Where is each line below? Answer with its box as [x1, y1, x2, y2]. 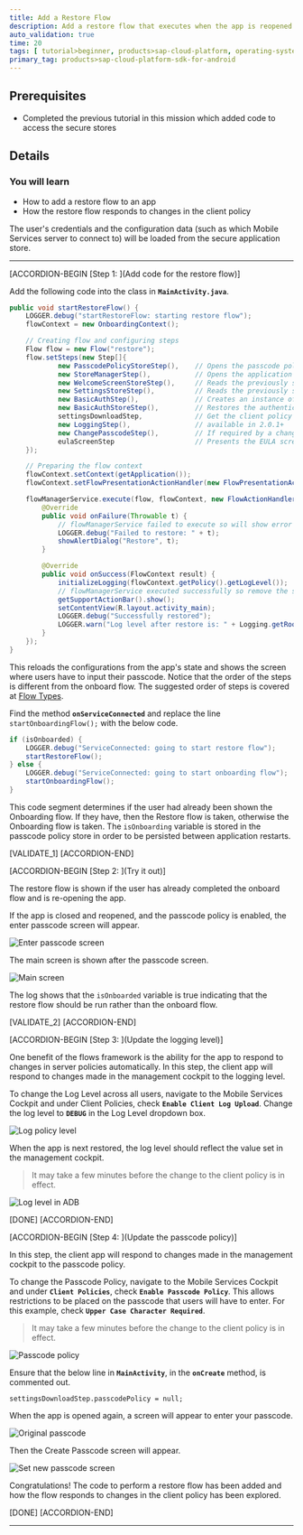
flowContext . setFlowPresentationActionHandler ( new [25, 479, 220, 488]
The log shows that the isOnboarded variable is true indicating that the [9, 990, 268, 1000]
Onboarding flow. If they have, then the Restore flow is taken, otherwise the [9, 811, 289, 822]
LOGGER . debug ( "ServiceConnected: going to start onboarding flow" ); [25, 768, 289, 777]
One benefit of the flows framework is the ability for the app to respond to [9, 1051, 284, 1062]
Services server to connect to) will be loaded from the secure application [9, 232, 280, 244]
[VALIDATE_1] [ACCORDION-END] [9, 848, 134, 859]
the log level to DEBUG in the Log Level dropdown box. [9, 1107, 206, 1118]
